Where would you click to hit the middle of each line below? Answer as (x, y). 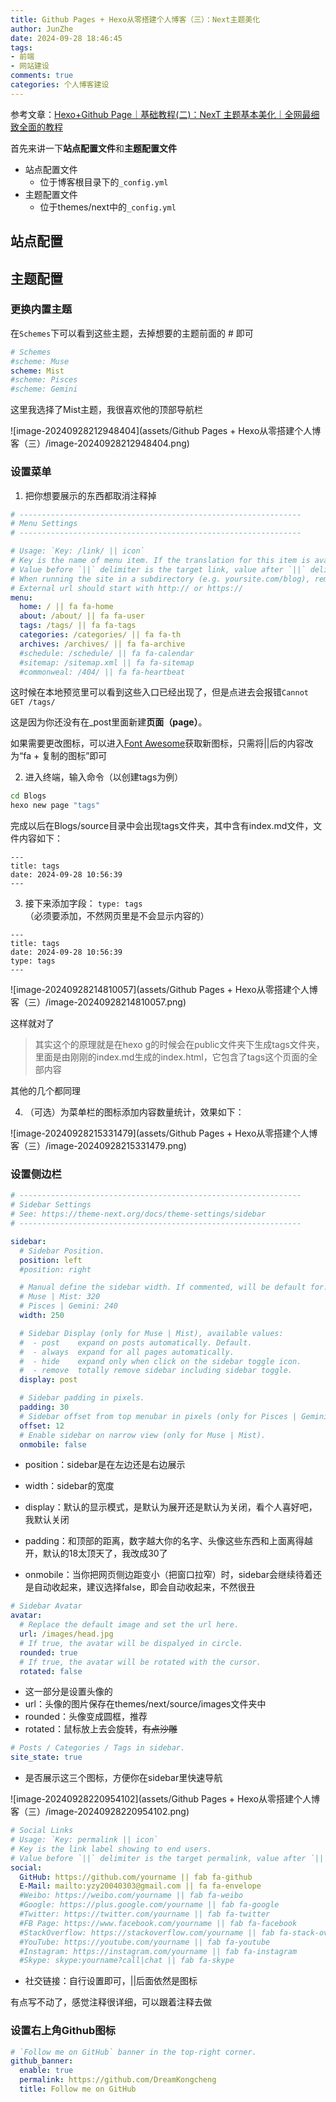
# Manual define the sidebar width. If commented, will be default (163, 1287)
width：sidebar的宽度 (69, 1486)
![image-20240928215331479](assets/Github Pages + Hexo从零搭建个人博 (164, 1133)
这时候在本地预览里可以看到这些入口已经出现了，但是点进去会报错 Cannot (159, 692)
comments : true (42, 76)
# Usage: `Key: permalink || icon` (84, 1840)
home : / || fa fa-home (66, 607)
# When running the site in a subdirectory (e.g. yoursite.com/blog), (160, 579)
